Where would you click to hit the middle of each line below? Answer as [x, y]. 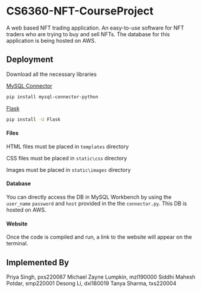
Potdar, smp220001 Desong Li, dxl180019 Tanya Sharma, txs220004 [91, 283]
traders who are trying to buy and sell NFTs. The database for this [88, 34]
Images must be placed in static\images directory [69, 169]
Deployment [30, 59]
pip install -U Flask [33, 119]
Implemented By [38, 263]
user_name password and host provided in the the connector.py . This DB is [97, 203]
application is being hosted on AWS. [51, 40]
